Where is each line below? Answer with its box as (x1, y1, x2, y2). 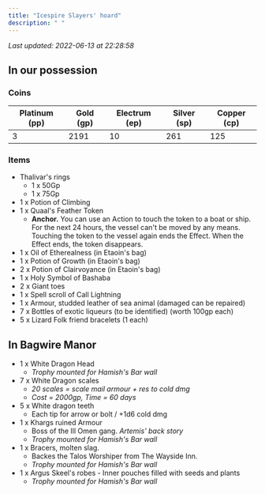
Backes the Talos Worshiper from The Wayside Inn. (31, 451, 198, 461)
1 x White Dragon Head (19, 359, 95, 368)
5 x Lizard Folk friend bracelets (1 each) (19, 315, 148, 325)
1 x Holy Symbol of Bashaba (19, 273, 111, 283)
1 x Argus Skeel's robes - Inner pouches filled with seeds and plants (19, 468, 241, 478)
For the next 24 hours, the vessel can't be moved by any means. (31, 223, 241, 232)
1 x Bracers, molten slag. (19, 443, 100, 453)
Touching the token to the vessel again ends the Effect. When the (31, 231, 244, 241)
